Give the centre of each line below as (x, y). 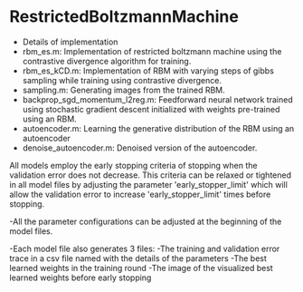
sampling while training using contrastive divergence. (122, 80)
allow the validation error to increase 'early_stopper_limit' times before (140, 194)
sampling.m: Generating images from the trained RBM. (123, 90)
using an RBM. (49, 119)
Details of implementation (70, 42)
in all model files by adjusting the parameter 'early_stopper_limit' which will (148, 184)
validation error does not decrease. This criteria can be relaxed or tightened (151, 175)
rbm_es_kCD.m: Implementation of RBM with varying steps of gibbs (148, 71)
